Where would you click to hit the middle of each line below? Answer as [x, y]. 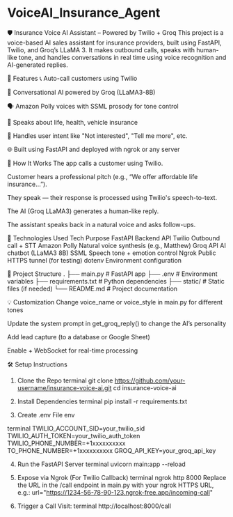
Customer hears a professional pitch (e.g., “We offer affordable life [103, 176]
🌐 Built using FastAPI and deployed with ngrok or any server [94, 149]
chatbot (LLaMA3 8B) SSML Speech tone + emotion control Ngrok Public [112, 253]
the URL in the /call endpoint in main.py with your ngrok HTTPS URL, [115, 485]
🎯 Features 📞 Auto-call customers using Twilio [72, 78]
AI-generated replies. [38, 65]
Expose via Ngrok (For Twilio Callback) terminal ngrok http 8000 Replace [122, 477]
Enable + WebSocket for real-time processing [72, 350]
